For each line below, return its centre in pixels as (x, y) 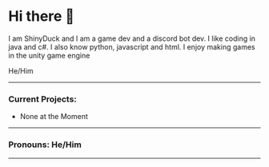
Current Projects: (43, 99)
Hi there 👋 (41, 16)
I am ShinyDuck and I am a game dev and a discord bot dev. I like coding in (132, 38)
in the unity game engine (49, 55)
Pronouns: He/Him (45, 145)
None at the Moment (54, 117)
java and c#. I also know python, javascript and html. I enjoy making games (132, 46)
